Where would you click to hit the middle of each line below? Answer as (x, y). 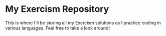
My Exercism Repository (57, 9)
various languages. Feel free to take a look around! (58, 28)
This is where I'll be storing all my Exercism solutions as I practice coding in (83, 23)
